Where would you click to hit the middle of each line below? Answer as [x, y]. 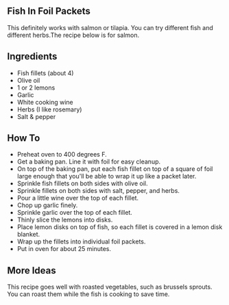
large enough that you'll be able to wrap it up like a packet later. [107, 176]
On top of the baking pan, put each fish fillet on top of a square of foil [115, 169]
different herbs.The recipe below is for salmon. [73, 35]
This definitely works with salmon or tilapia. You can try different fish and [110, 27]
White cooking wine [45, 102]
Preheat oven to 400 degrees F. [62, 155]
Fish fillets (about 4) [45, 73]
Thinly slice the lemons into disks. [65, 220]
